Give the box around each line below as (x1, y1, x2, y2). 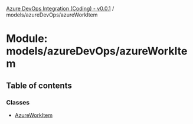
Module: (6, 32, 48, 45)
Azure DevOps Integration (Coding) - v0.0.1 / (6, 5, 115, 12)
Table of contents (6, 80, 72, 90)
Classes (6, 98, 30, 106)
